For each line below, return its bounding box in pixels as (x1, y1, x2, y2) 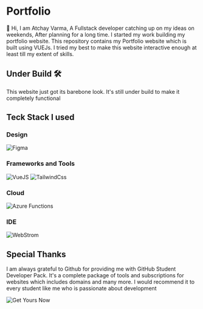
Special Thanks (6, 249, 66, 260)
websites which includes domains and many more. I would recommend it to (6, 279, 195, 286)
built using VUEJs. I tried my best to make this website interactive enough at (6, 44, 197, 51)
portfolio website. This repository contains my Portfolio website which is (6, 37, 187, 44)
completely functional (6, 94, 61, 102)
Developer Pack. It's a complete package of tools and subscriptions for (6, 272, 184, 279)
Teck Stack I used (6, 112, 75, 123)
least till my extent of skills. (6, 50, 74, 57)
